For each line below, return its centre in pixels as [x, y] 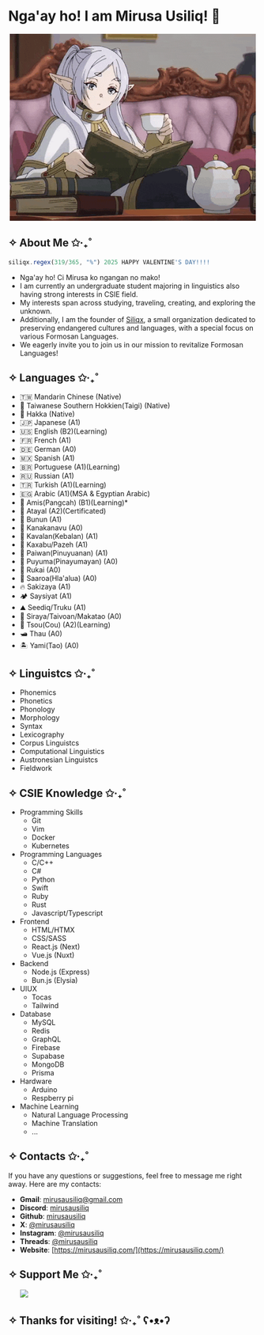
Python [43, 880]
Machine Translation [65, 1124]
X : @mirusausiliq [47, 1224]
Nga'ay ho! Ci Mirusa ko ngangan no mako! [90, 277]
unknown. [36, 311]
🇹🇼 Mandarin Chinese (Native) [70, 397]
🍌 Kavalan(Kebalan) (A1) [59, 537]
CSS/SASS [49, 939]
